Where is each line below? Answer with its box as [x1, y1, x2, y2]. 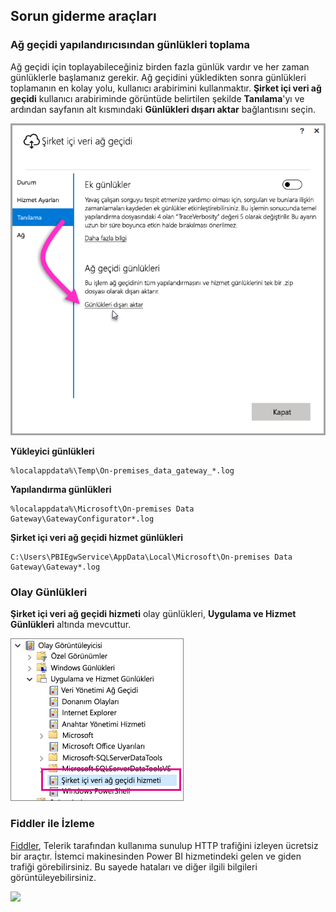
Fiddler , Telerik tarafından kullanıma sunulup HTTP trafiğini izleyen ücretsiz [10, 839, 319, 851]
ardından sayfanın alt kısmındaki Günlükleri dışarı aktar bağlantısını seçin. [10, 103, 316, 115]
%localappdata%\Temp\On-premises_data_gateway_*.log [10, 465, 235, 476]
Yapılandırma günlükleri [10, 483, 112, 495]
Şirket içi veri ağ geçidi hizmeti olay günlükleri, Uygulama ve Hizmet [10, 608, 297, 620]
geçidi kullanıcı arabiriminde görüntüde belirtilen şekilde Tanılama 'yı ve [10, 92, 305, 104]
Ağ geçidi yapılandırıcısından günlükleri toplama [10, 38, 251, 52]
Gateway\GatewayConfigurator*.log [10, 514, 155, 524]
